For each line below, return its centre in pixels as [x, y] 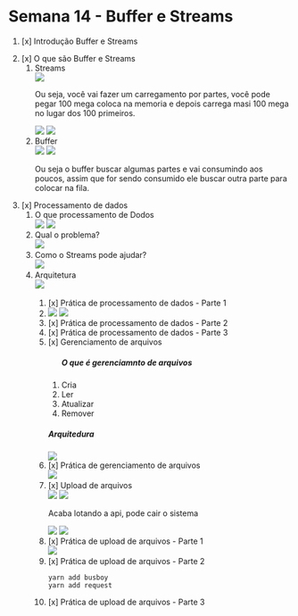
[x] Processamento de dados [74, 205]
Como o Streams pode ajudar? [91, 254]
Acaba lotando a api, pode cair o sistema [123, 513]
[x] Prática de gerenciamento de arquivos [124, 465]
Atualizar [78, 404]
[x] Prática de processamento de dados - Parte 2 [138, 322]
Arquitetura [55, 275]
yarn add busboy [78, 578]
